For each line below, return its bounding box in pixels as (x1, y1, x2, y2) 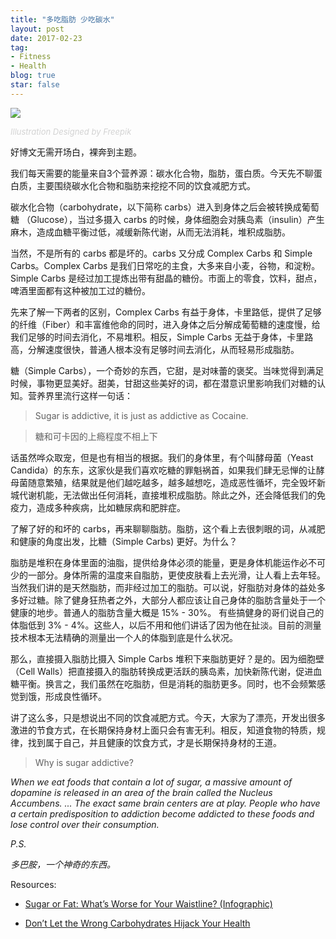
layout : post (10, 24, 65, 34)
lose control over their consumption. (10, 818, 160, 830)
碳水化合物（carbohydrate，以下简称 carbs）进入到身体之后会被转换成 (10, 201, 302, 213)
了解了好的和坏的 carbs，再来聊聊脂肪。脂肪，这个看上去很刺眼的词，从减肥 (10, 522, 326, 535)
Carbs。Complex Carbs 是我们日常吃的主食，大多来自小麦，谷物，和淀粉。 (10, 259, 321, 271)
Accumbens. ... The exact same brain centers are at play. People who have (10, 797, 321, 809)
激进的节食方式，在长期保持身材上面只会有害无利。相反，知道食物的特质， (10, 724, 317, 736)
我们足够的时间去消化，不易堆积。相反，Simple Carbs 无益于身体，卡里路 (10, 331, 314, 343)
